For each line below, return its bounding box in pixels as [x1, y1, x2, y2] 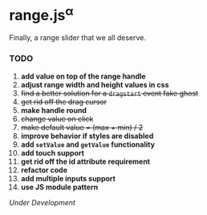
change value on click [20, 114, 94, 124]
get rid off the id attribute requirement [20, 156, 151, 166]
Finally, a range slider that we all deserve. [9, 33, 147, 43]
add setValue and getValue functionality [20, 140, 156, 149]
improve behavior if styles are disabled [20, 131, 154, 140]
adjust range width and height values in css [20, 79, 169, 89]
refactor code [20, 164, 67, 175]
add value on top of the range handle [20, 71, 147, 81]
